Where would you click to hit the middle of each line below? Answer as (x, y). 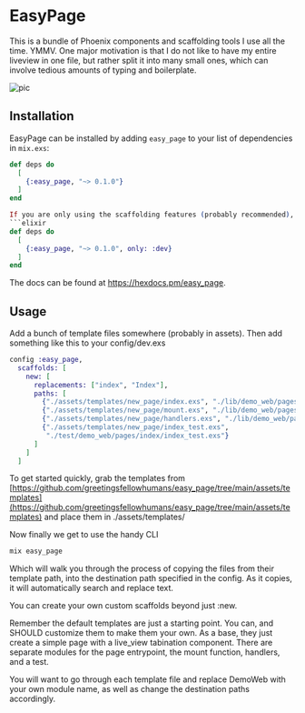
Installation (42, 116)
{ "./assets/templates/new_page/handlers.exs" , (132, 419)
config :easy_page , (46, 360)
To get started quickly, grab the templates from (98, 478)
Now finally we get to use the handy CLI (84, 535)
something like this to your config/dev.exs (88, 343)
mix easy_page (36, 551)
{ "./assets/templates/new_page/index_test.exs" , (136, 427)
